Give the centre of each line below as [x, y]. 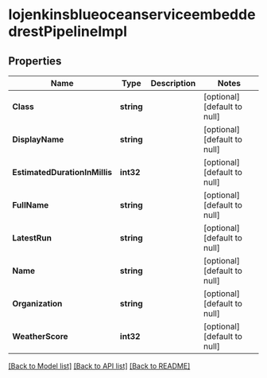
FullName [31, 205]
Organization [37, 304]
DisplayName [38, 139]
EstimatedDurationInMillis [62, 172]
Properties [35, 61]
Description [173, 83]
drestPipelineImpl [68, 31]
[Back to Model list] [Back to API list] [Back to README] [99, 366]
